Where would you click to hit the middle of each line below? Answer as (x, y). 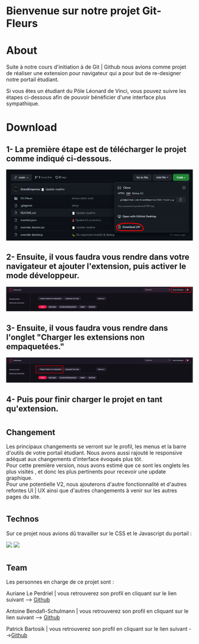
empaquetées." (35, 347)
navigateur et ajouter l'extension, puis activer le (96, 267)
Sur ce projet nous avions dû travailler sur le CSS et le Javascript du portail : (99, 533)
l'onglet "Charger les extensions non (76, 337)
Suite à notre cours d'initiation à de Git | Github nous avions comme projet (96, 67)
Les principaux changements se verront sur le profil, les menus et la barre (96, 447)
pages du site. (23, 497)
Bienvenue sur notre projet (73, 11)
